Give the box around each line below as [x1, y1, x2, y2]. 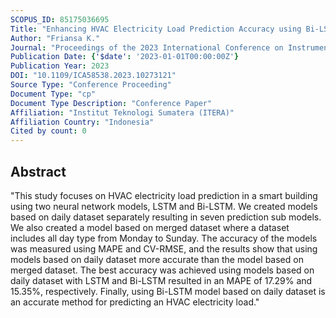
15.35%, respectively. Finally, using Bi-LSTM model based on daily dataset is [10, 285, 326, 297]
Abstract [10, 163, 67, 180]
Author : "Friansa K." [10, 33, 101, 43]
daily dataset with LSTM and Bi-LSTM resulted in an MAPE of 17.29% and [10, 274, 313, 286]
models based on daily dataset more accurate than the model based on [10, 253, 304, 265]
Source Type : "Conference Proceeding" [10, 80, 172, 90]
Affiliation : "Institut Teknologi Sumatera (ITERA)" [10, 107, 235, 118]
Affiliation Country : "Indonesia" [10, 117, 155, 127]
